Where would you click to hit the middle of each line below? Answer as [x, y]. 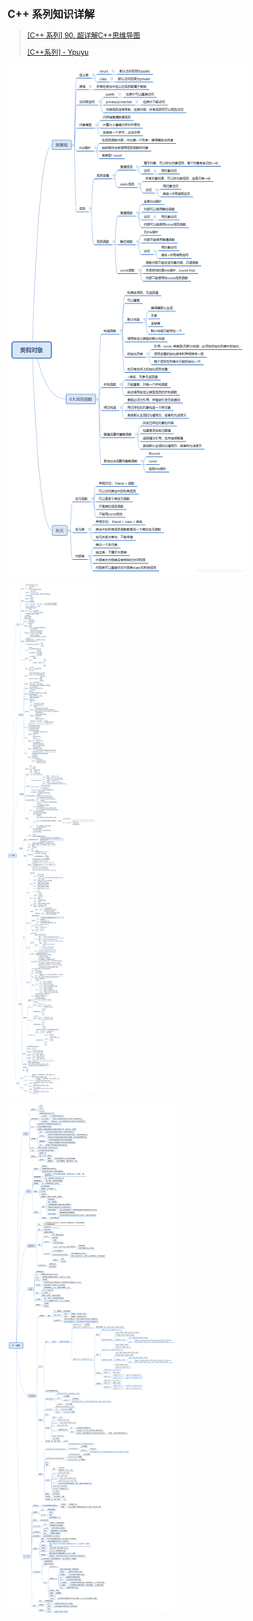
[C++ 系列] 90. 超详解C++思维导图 [84, 35]
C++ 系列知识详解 [51, 14]
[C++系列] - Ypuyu [58, 52]
